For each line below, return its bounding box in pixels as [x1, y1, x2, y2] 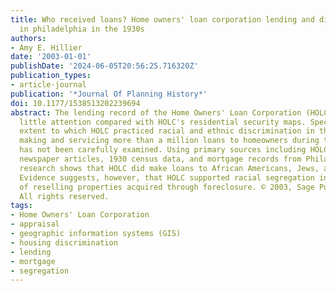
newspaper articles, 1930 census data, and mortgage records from [19, 154, 302, 164]
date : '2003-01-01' [10, 52, 92, 62]
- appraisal [10, 219, 60, 230]
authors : [10, 33, 47, 43]
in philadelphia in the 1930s [19, 24, 145, 34]
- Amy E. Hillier [10, 42, 83, 53]
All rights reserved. [19, 191, 110, 201]
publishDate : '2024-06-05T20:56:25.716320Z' [10, 61, 199, 71]
